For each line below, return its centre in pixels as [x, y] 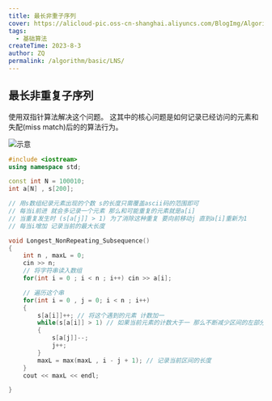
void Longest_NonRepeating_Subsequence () [79, 241]
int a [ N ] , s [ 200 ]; [41, 189]
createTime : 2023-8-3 [45, 46]
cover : [19, 23]
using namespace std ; [45, 167]
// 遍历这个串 [44, 293]
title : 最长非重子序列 [42, 16]
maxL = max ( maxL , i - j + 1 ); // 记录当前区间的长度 [125, 361]
